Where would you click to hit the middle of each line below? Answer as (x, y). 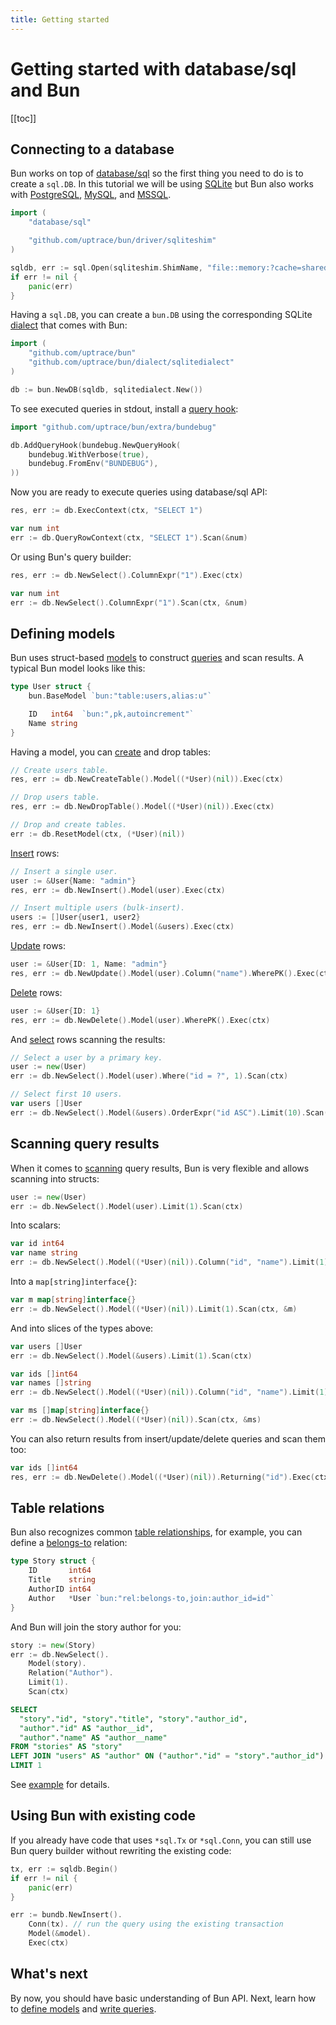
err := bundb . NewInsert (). (66, 1915)
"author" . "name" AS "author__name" (93, 1737)
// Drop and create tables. (69, 825)
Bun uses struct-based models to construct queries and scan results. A (157, 658)
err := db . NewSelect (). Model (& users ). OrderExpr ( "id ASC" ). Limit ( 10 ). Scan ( (169, 1112)
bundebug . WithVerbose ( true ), (89, 454)
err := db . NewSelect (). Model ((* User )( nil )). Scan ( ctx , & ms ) (136, 1420)
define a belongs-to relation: (69, 1543)
